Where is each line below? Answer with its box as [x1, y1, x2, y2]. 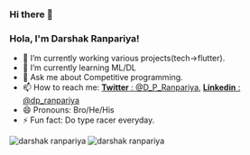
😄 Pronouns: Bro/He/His [22, 105, 115, 115]
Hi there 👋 [9, 8, 54, 21]
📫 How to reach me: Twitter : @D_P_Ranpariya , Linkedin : [22, 82, 241, 93]
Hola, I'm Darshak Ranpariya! [9, 32, 140, 44]
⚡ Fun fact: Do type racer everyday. [22, 114, 155, 125]
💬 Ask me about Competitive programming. [22, 72, 183, 83]
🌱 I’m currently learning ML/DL [22, 62, 137, 73]
